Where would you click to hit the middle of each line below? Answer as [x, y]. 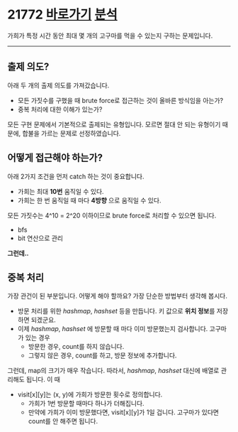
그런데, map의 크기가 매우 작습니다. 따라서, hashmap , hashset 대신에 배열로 [113, 371]
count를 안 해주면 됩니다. [63, 421]
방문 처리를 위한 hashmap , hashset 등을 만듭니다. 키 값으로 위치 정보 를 [116, 311]
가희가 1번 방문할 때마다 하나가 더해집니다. [86, 404]
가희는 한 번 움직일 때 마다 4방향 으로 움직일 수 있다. [89, 200]
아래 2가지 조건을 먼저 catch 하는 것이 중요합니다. [76, 176]
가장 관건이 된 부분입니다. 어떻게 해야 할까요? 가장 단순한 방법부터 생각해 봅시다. [118, 296]
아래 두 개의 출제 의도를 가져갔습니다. [58, 85]
